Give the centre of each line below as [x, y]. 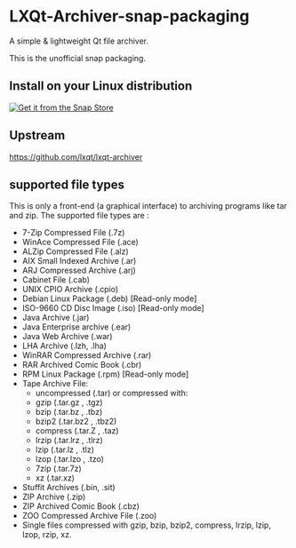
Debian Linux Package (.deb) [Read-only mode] [109, 298]
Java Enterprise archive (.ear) [76, 327]
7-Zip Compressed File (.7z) [73, 233]
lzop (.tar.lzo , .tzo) [70, 459]
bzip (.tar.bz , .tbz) [69, 412]
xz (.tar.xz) [55, 478]
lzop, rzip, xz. [47, 535]
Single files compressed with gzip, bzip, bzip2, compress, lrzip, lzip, [146, 525]
